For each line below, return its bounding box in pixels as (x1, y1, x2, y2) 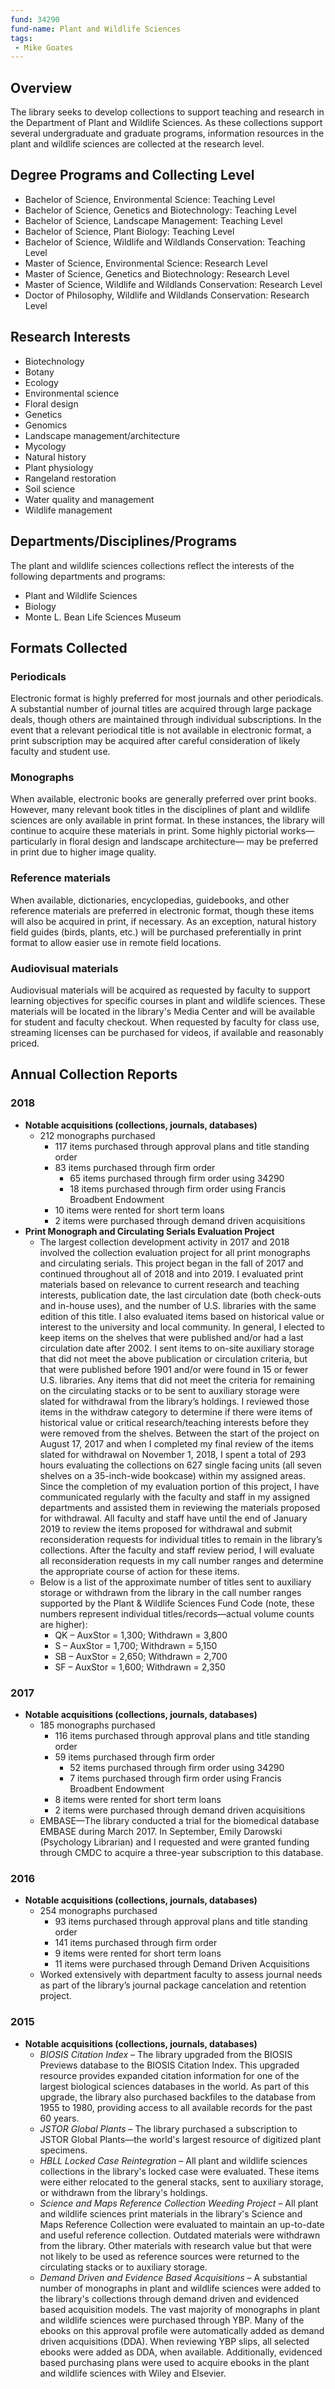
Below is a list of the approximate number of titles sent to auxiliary (39, 1576, 312, 1588)
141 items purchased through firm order (54, 1937, 218, 1949)
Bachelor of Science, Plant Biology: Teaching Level (24, 225, 235, 237)
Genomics (24, 419, 68, 431)
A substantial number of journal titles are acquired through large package (10, 703, 312, 715)
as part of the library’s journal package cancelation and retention (39, 1979, 307, 1991)
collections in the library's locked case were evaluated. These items (39, 2165, 320, 2177)
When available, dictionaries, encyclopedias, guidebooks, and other (10, 894, 290, 906)
